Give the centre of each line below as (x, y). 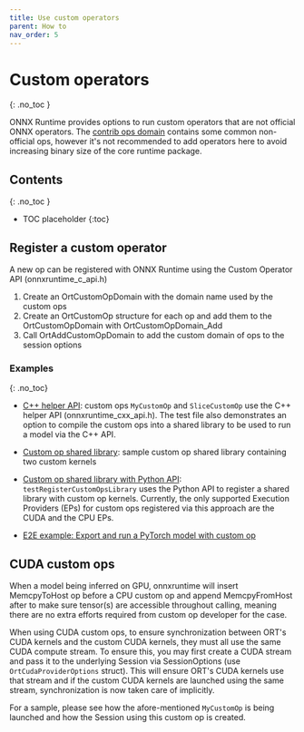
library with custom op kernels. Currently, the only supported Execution (156, 499)
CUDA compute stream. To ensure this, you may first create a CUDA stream (151, 652)
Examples (32, 368)
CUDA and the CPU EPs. (68, 518)
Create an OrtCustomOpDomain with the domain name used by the (148, 297)
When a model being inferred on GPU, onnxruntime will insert (124, 586)
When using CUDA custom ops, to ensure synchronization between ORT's (148, 632)
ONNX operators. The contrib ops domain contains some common (133, 132)
